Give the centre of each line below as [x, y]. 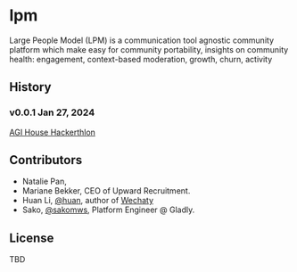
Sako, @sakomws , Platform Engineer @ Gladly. [108, 210]
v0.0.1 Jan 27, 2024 [52, 112]
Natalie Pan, [44, 181]
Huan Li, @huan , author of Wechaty [88, 201]
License [32, 238]
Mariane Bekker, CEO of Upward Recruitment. [106, 191]
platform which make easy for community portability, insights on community [149, 49]
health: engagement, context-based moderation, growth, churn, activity [141, 59]
